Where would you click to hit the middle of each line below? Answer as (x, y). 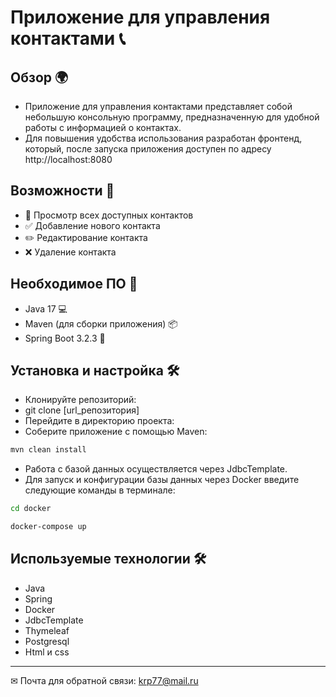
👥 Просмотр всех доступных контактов (109, 215)
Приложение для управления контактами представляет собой (158, 106)
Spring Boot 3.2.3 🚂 (65, 338)
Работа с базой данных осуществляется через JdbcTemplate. (156, 469)
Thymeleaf (47, 630)
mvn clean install (48, 450)
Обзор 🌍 (39, 77)
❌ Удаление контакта (70, 252)
